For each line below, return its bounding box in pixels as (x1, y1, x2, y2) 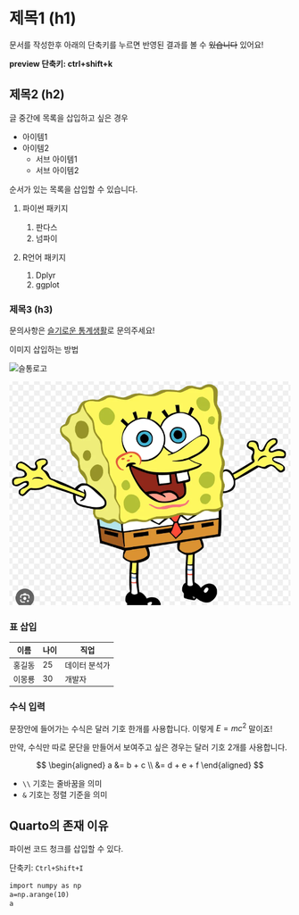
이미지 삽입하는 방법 (9, 345, 79, 355)
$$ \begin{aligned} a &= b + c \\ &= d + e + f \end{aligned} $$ (36, 760, 264, 770)
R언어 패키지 (21, 252, 67, 262)
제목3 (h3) (9, 303, 54, 315)
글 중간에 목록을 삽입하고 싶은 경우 (9, 112, 129, 123)
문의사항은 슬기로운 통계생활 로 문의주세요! (9, 325, 155, 336)
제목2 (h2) (9, 87, 65, 103)
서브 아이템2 (35, 164, 79, 175)
